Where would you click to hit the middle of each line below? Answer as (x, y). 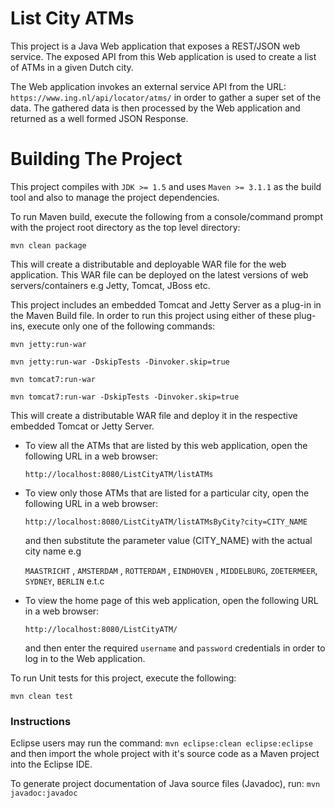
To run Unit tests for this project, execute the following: (123, 678)
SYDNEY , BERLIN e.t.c (64, 581)
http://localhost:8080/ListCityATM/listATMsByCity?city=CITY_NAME (166, 522)
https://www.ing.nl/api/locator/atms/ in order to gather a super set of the (166, 97)
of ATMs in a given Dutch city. (72, 67)
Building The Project (96, 159)
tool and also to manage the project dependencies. (115, 197)
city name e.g (53, 551)
